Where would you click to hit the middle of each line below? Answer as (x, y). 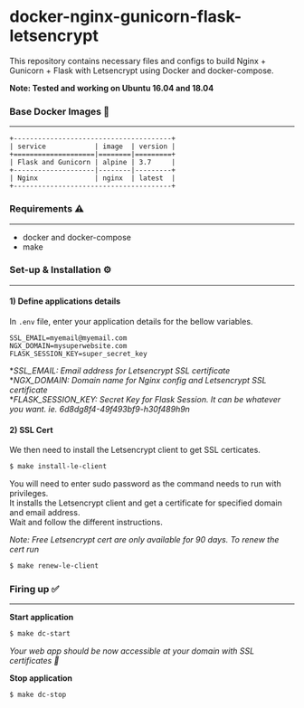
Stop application (41, 678)
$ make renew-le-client (54, 566)
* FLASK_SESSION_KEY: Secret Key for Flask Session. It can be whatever (145, 400)
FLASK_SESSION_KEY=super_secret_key (78, 354)
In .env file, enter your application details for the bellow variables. (131, 322)
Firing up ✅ (34, 589)
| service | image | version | (93, 146)
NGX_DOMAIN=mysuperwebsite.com (68, 346)
